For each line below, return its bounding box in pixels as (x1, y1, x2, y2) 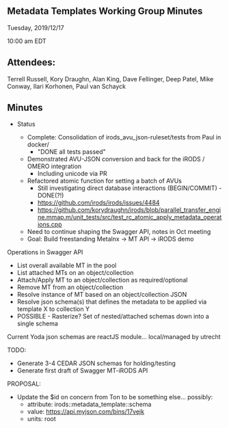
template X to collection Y (16, 305, 90, 313)
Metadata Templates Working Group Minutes (7, 5, 203, 17)
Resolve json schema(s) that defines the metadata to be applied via (16, 297, 207, 306)
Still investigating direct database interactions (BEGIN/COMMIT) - (37, 184, 222, 192)
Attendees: (7, 57, 56, 68)
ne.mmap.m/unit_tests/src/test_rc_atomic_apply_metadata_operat (37, 213, 222, 222)
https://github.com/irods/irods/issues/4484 (37, 198, 160, 207)
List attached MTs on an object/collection (16, 269, 134, 277)
